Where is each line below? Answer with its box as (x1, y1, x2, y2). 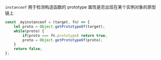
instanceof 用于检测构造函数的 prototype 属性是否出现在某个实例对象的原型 (5, 4, 156, 10)
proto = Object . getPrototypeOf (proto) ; (22, 37, 103, 42)
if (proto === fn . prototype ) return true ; (22, 33, 108, 38)
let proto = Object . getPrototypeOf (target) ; (14, 24, 105, 29)
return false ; (14, 47, 42, 51)
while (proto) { (14, 28, 45, 34)
